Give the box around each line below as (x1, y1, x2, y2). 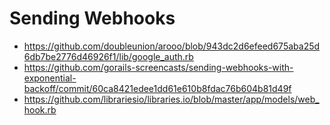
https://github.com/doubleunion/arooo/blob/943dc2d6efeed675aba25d (23, 40, 321, 52)
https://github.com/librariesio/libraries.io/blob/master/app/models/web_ (23, 93, 320, 105)
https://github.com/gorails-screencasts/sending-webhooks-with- (23, 61, 294, 73)
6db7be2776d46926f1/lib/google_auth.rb (23, 50, 194, 62)
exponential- (23, 72, 77, 84)
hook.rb (23, 103, 57, 116)
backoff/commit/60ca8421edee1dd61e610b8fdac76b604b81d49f (23, 82, 292, 94)
